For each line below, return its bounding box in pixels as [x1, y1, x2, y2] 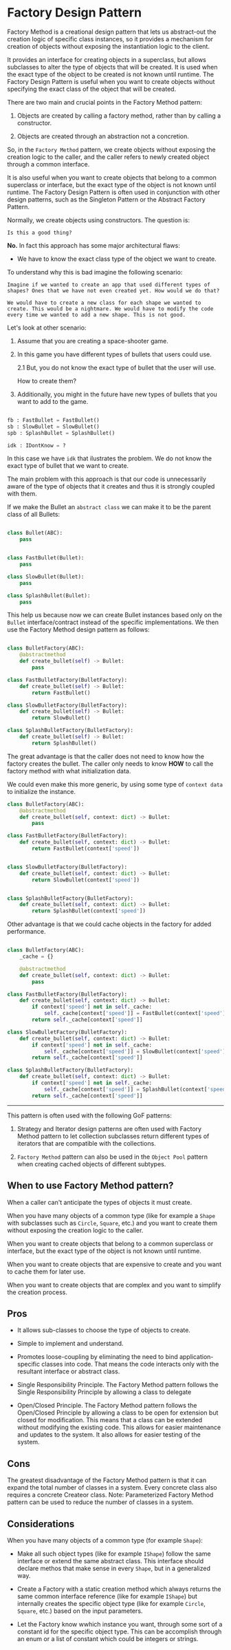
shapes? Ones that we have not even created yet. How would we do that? [7, 287, 220, 294]
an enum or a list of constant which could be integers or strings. [16, 1634, 199, 1642]
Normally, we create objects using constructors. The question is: [7, 215, 190, 224]
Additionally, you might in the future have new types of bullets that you [16, 390, 218, 398]
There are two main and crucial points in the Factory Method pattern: [7, 98, 203, 106]
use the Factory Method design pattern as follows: [7, 625, 150, 634]
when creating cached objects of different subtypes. [16, 1159, 166, 1168]
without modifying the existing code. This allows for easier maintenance [16, 1423, 221, 1432]
